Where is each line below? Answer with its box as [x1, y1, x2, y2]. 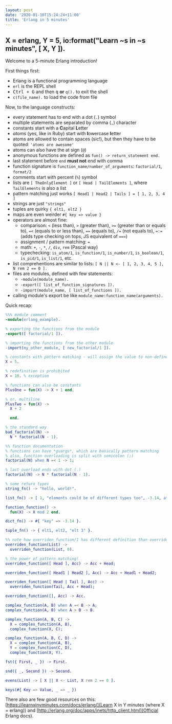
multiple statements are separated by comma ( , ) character [12, 119, 137, 126]
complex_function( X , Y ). [10, 650, 63, 656]
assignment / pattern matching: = [20, 239, 91, 245]
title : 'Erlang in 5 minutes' [5, 17, 70, 22]
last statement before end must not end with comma [12, 158, 123, 164]
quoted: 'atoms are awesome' [12, 141, 74, 148]
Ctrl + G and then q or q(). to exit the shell [12, 88, 108, 95]
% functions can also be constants [5, 383, 81, 388]
